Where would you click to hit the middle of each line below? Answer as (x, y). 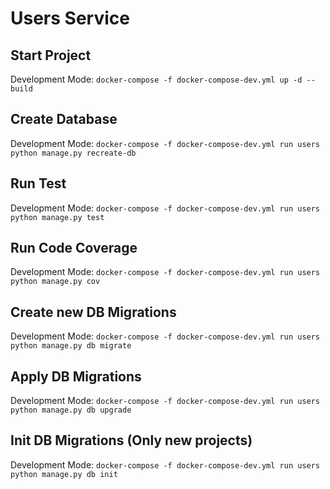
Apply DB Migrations (76, 376)
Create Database (64, 119)
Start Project (51, 55)
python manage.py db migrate (71, 346)
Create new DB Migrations (93, 312)
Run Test (38, 183)
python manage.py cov (55, 282)
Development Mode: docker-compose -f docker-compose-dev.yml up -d (156, 79)
